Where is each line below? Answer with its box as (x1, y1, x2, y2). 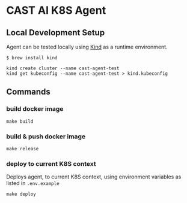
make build (6, 118, 34, 125)
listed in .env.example (6, 180, 60, 187)
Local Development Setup (6, 28, 105, 38)
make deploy (6, 191, 36, 198)
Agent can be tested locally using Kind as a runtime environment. (6, 43, 168, 50)
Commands (6, 87, 51, 97)
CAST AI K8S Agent (6, 4, 106, 17)
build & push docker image (6, 132, 86, 141)
